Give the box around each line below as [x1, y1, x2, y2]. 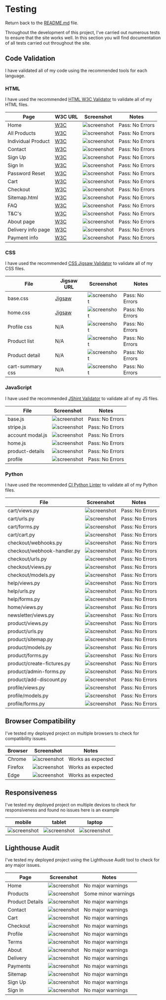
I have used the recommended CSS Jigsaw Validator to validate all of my [5, 260, 153, 266]
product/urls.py [7, 628, 43, 635]
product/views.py [7, 620, 48, 627]
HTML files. [5, 101, 29, 107]
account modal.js [7, 432, 48, 439]
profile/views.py [7, 684, 45, 691]
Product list [7, 338, 34, 345]
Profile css [7, 323, 32, 330]
